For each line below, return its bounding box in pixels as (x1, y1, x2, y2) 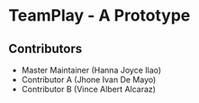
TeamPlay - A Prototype (8, 5, 191, 26)
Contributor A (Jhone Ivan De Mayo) (21, 74, 157, 85)
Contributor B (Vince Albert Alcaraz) (21, 84, 157, 94)
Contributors (8, 41, 83, 56)
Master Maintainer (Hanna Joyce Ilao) (21, 64, 162, 75)
